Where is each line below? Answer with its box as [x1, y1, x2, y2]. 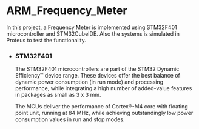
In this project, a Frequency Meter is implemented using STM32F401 [6, 24, 177, 31]
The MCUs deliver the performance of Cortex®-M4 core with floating [15, 103, 188, 110]
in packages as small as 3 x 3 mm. [15, 91, 101, 99]
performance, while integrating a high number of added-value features [15, 85, 192, 92]
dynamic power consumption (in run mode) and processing [15, 78, 164, 85]
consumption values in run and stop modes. [15, 116, 125, 123]
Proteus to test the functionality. [6, 36, 86, 44]
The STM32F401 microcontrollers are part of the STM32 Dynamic [15, 65, 180, 73]
